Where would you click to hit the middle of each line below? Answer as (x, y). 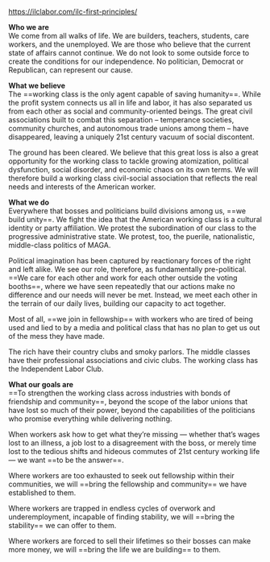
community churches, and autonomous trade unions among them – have (129, 128)
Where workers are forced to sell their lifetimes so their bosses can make (130, 541)
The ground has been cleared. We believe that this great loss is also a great (134, 153)
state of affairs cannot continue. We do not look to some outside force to (129, 53)
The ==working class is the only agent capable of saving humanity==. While (135, 94)
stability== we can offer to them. (62, 525)
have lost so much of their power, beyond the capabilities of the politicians (132, 410)
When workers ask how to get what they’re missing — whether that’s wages (134, 434)
